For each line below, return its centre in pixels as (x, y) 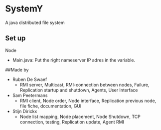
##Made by (17, 69)
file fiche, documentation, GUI (51, 106)
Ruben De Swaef (30, 79)
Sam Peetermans (30, 95)
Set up (15, 38)
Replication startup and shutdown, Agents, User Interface (79, 90)
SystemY (24, 9)
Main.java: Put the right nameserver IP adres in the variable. (74, 60)
